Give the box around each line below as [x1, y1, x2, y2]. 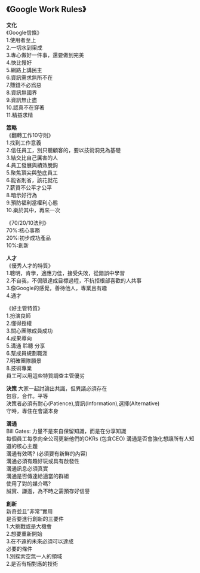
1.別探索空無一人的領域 [6, 553, 63, 560]
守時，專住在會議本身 [6, 407, 59, 414]
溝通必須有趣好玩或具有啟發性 [6, 457, 79, 465]
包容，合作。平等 [6, 392, 48, 399]
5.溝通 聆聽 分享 [6, 342, 45, 349]
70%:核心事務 [6, 227, 41, 234]
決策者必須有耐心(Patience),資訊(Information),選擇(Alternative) [6, 400, 160, 407]
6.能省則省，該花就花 [6, 176, 59, 183]
